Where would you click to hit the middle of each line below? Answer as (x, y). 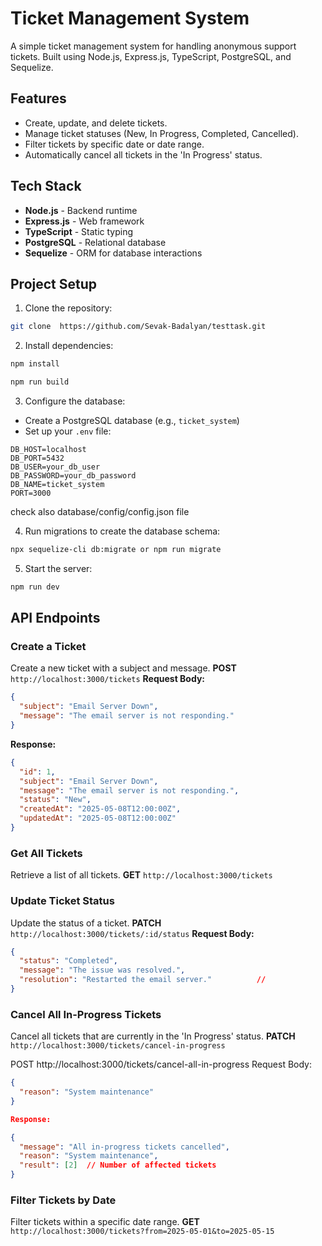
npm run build (40, 382)
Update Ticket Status (62, 901)
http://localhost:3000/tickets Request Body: (107, 679)
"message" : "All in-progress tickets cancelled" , (124, 1147)
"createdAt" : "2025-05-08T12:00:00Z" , (100, 809)
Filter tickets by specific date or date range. (114, 144)
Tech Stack (46, 186)
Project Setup (54, 283)
